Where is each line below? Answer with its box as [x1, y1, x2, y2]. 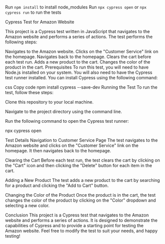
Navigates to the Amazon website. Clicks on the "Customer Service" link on [5, 49, 159, 54]
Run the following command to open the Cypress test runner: [5, 118, 129, 124]
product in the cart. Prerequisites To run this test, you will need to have [5, 64, 149, 70]
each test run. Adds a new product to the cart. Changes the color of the [5, 59, 150, 65]
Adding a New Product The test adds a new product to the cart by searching [5, 177, 160, 183]
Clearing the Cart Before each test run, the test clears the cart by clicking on [5, 157, 160, 163]
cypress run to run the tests [5, 9, 62, 15]
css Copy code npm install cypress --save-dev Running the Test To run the [5, 84, 158, 90]
